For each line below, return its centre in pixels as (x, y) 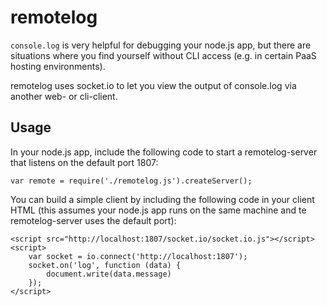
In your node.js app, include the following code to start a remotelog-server (164, 152)
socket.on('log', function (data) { (105, 265)
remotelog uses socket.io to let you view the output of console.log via (153, 85)
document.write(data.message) (109, 274)
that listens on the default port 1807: (84, 162)
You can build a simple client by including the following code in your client (162, 199)
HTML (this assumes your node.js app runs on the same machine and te (158, 210)
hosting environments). (58, 66)
